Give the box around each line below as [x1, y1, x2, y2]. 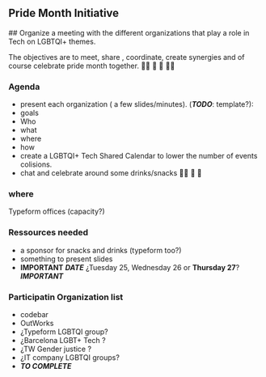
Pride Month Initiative [8, 6, 120, 20]
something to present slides [19, 254, 113, 264]
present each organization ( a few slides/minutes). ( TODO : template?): [19, 100, 254, 109]
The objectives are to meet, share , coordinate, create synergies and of [8, 52, 245, 61]
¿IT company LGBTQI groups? [19, 353, 120, 362]
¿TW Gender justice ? [19, 344, 91, 354]
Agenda [8, 81, 40, 92]
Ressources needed [8, 227, 89, 238]
